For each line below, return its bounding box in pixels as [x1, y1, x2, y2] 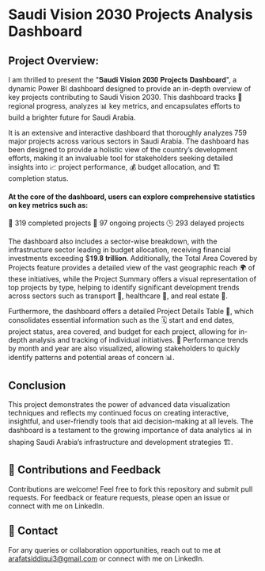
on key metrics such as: [8, 200, 89, 209]
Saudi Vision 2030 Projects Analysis [8, 6, 253, 24]
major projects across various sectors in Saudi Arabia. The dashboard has [8, 136, 249, 146]
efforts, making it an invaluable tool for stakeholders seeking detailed [8, 153, 233, 163]
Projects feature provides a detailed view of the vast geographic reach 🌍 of [8, 263, 256, 273]
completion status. [8, 174, 69, 183]
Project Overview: [8, 54, 99, 67]
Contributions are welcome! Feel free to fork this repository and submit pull [8, 484, 253, 493]
